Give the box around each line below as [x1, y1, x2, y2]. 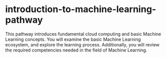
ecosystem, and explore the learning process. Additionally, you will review [5, 41, 160, 47]
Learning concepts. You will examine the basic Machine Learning [5, 36, 141, 42]
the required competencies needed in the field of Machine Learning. [5, 47, 148, 53]
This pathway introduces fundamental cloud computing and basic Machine [5, 31, 161, 37]
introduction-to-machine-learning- [5, 4, 156, 15]
